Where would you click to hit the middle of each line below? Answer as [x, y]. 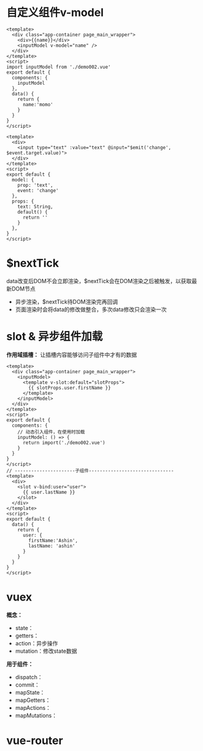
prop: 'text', [35, 185]
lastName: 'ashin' [52, 546]
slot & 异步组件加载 [55, 337]
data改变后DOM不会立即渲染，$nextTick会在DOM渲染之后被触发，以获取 [99, 281]
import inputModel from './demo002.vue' [59, 67]
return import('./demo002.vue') [64, 443]
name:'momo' [38, 104]
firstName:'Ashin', [53, 540]
